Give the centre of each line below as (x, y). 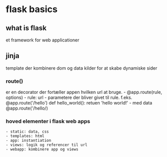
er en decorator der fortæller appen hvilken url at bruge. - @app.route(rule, (84, 92)
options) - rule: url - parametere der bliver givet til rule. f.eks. (69, 97)
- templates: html (25, 136)
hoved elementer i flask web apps (48, 121)
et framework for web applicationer (43, 40)
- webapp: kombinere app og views (42, 149)
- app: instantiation (29, 141)
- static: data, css (28, 132)
